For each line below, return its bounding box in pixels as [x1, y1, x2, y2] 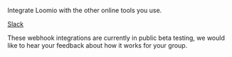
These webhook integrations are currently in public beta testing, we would [7, 33, 226, 42]
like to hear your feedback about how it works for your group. [7, 41, 188, 49]
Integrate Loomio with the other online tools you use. [7, 6, 162, 14]
